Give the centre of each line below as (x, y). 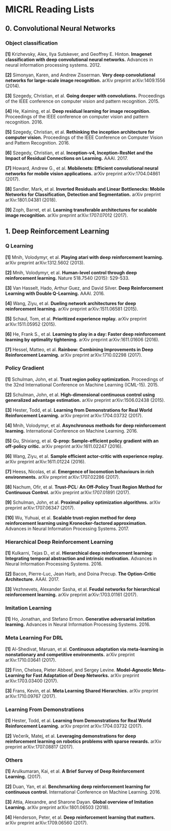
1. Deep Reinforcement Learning (57, 231)
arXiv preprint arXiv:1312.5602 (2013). (45, 262)
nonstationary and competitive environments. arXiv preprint (70, 654)
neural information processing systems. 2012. (53, 65)
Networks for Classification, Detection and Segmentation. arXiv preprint (83, 194)
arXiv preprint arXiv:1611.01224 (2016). (45, 461)
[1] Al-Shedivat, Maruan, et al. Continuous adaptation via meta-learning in (84, 649)
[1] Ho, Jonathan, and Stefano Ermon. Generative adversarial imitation (80, 619)
